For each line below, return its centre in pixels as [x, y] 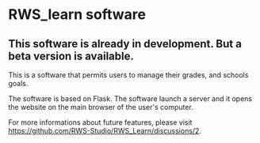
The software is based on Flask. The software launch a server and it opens [130, 99]
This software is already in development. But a [125, 44]
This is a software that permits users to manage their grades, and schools [128, 75]
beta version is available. [71, 56]
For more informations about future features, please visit [100, 122]
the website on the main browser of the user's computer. [101, 107]
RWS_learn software [77, 15]
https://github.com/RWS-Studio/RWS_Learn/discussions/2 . [105, 131]
